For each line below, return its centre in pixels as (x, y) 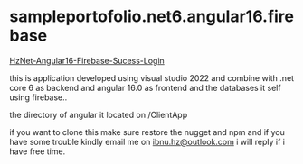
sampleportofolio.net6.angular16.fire (152, 17)
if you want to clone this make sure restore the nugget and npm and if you (147, 132)
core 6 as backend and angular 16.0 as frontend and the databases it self (146, 87)
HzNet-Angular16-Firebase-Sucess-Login (87, 60)
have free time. (38, 151)
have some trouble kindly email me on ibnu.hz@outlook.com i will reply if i (147, 141)
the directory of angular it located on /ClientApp (99, 114)
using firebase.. (38, 97)
